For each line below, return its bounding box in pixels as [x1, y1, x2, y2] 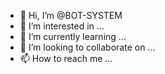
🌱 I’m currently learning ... [19, 31, 127, 42]
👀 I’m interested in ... [19, 20, 105, 32]
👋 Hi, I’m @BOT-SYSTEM [19, 10, 123, 21]
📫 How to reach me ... [19, 53, 113, 64]
